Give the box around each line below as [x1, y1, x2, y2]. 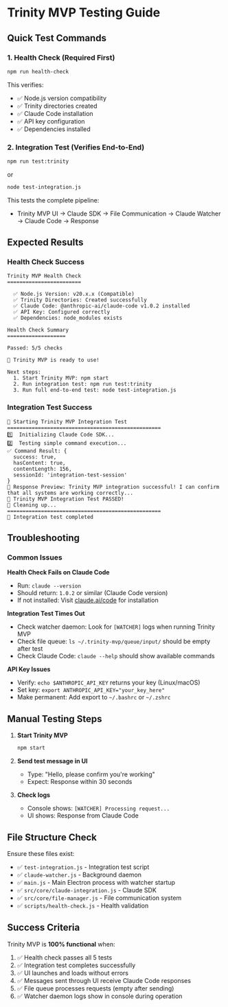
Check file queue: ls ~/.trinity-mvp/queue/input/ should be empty [16, 637, 211, 646]
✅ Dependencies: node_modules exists [13, 314, 122, 322]
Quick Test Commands [7, 32, 106, 44]
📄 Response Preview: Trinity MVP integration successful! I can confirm [7, 483, 220, 490]
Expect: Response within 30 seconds [27, 778, 133, 786]
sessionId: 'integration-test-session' [13, 472, 128, 478]
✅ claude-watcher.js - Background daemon [16, 870, 142, 879]
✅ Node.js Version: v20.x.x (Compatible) [13, 290, 135, 298]
